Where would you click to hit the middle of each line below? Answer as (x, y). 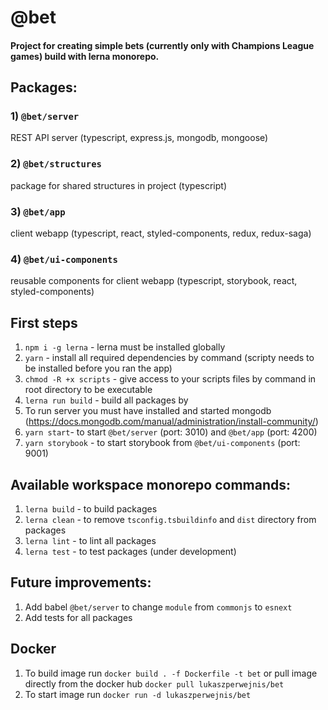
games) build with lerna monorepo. (85, 56)
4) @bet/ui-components (64, 259)
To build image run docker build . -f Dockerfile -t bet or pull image (171, 673)
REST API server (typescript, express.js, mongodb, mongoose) (139, 138)
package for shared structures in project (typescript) (118, 185)
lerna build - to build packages (91, 508)
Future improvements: (81, 582)
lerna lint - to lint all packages (90, 540)
